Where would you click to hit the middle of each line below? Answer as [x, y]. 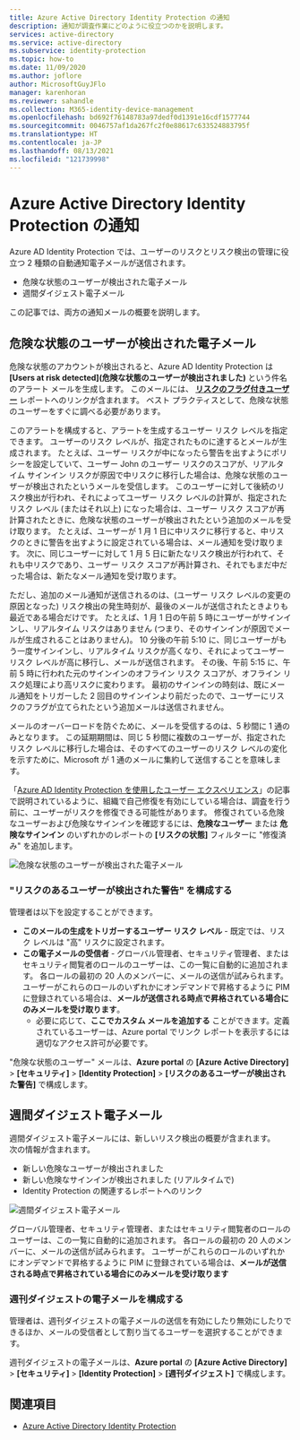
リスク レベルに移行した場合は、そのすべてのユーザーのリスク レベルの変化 [149, 748]
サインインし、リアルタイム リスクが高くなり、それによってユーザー [159, 651]
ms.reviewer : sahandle [51, 101]
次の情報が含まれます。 [52, 1150]
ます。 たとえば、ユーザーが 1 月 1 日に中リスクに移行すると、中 [150, 531]
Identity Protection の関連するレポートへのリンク [112, 1191]
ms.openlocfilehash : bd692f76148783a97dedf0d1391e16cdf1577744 [130, 117]
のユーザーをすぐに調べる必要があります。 [87, 411]
